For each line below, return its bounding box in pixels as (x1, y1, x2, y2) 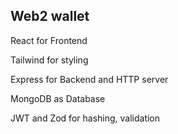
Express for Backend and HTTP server (10, 73, 169, 85)
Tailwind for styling (10, 54, 89, 66)
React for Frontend (10, 34, 88, 46)
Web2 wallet (10, 8, 90, 25)
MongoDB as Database (10, 92, 106, 104)
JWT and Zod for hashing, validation (10, 112, 161, 124)
